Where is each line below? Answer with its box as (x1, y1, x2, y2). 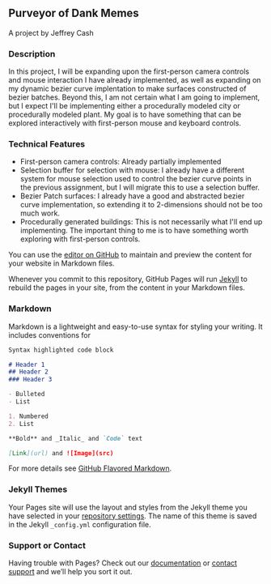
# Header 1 (8, 360, 45, 369)
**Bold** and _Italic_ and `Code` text (8, 434, 143, 442)
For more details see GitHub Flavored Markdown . (8, 463, 172, 473)
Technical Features (8, 139, 86, 150)
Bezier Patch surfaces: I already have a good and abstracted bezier (19, 191, 245, 201)
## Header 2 (8, 368, 49, 376)
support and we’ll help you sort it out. (8, 567, 133, 577)
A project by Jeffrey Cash (8, 28, 95, 37)
